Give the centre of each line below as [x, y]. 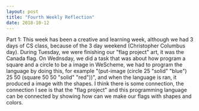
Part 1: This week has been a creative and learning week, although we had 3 [100, 40]
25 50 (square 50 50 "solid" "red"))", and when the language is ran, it [91, 77]
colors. [15, 103]
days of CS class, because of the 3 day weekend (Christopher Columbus [96, 46]
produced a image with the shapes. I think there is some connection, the [95, 84]
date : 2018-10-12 [28, 23]
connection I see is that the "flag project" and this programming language [97, 90]
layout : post [22, 12]
